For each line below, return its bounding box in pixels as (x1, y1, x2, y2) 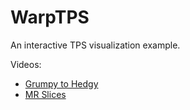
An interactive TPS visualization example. (10, 39, 181, 51)
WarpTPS (10, 6, 90, 29)
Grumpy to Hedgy (24, 77, 99, 90)
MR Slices (24, 88, 67, 100)
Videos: (10, 58, 42, 70)
